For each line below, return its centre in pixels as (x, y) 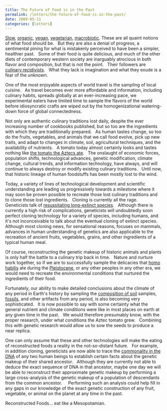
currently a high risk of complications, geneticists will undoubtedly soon (79, 210)
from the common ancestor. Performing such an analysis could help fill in (83, 383)
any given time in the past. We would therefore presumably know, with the (82, 315)
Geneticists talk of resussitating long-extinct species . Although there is (79, 205)
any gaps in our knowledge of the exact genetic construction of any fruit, (80, 388)
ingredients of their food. (31, 278)
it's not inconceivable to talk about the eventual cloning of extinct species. (82, 221)
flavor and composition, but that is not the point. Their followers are (76, 64)
